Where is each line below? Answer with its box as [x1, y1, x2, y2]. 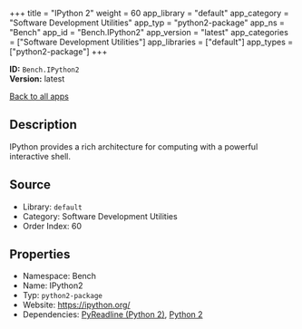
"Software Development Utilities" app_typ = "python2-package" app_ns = [9, 17, 286, 28]
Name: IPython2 [22, 280, 83, 291]
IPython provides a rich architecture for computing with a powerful [9, 140, 258, 152]
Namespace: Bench [22, 271, 97, 282]
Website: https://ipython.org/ [22, 299, 131, 311]
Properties [9, 247, 71, 262]
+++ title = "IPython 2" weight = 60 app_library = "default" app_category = [9, 8, 289, 18]
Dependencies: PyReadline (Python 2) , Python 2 [22, 309, 203, 320]
